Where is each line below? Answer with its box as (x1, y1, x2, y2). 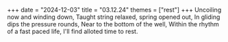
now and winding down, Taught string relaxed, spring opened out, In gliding (7, 13, 220, 21)
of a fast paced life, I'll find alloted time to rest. (7, 27, 138, 35)
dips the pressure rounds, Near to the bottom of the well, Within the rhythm (7, 20, 219, 28)
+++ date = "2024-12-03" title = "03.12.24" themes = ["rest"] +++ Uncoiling (7, 6, 222, 14)
